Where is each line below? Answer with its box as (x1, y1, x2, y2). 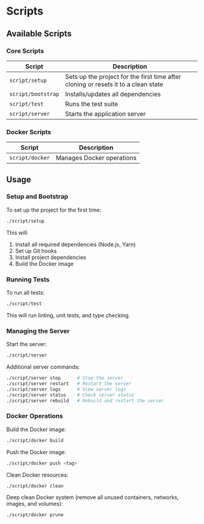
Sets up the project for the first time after (64, 72, 182, 81)
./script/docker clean (6, 483, 64, 489)
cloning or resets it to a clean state (64, 80, 164, 89)
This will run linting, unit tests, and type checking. (6, 311, 131, 319)
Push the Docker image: (6, 448, 67, 455)
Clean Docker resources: (6, 471, 69, 479)
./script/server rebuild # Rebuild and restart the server (6, 397, 165, 404)
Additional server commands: (6, 363, 80, 371)
